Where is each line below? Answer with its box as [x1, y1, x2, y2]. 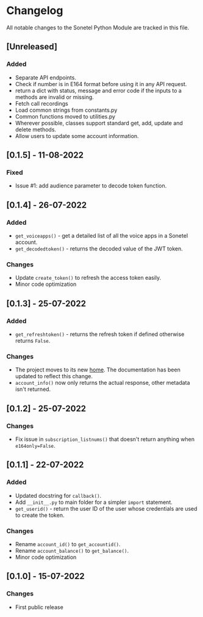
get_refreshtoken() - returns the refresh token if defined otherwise [15, 330, 185, 338]
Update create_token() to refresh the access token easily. [15, 274, 162, 282]
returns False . [15, 337, 51, 344]
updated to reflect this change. [15, 373, 93, 380]
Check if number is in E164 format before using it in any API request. [15, 80, 187, 87]
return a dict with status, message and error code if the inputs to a [15, 87, 182, 94]
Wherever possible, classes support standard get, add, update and [15, 119, 183, 126]
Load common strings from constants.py [15, 106, 118, 114]
